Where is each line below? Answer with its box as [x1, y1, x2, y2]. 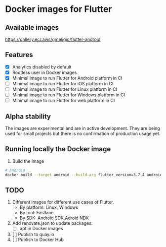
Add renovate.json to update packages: [12, 220, 93, 226]
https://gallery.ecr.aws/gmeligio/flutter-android [5, 36, 101, 42]
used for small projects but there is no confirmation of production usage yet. [5, 130, 161, 137]
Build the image [12, 158, 44, 164]
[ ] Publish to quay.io [12, 231, 54, 237]
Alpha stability [5, 112, 51, 121]
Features [5, 51, 33, 59]
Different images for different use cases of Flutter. [12, 199, 115, 205]
